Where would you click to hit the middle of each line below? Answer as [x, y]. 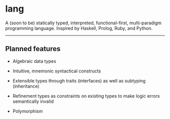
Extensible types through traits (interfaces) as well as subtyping [79, 81]
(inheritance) [26, 86]
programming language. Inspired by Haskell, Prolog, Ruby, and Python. [79, 28]
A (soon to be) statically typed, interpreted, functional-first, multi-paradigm [83, 23]
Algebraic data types [34, 61]
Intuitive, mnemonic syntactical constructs [57, 71]
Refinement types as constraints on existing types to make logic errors [86, 96]
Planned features [33, 49]
